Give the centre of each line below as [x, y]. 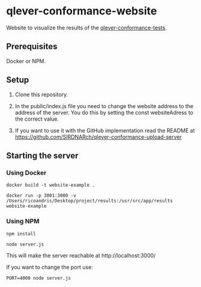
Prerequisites [32, 47]
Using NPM [23, 222]
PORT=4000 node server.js [38, 278]
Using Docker [26, 172]
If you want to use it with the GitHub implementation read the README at [105, 130]
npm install [21, 234]
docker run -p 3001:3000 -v [41, 196]
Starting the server [43, 155]
